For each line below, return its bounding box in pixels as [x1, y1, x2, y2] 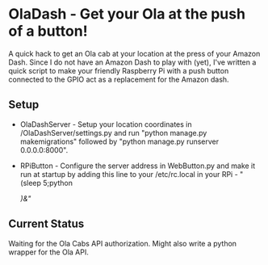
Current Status [8, 217, 85, 231]
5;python [43, 178, 73, 187]
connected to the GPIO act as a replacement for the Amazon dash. [8, 74, 229, 84]
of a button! [8, 22, 88, 40]
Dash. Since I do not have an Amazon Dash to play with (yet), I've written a [8, 57, 257, 67]
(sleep [19, 178, 42, 187]
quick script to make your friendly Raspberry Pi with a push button [8, 65, 229, 75]
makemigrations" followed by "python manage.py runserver [19, 137, 220, 146]
